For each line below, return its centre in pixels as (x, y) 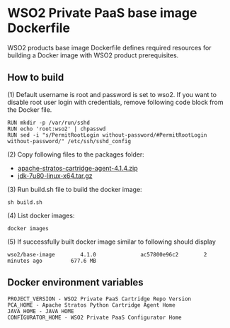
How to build (36, 78)
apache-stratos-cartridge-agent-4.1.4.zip (77, 168)
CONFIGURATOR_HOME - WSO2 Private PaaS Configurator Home (94, 317)
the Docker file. (30, 109)
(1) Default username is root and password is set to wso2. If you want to (112, 94)
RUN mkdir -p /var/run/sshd (49, 123)
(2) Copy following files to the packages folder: (76, 154)
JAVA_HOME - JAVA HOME (41, 311)
